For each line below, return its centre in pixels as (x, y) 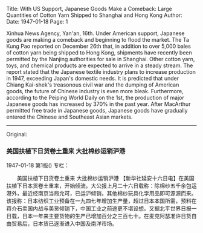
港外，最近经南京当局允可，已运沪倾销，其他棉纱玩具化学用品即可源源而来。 (101, 194)
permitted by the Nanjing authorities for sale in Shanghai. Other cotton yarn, (101, 59)
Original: (17, 134)
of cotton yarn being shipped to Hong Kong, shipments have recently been (99, 53)
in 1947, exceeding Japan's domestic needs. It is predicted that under (93, 78)
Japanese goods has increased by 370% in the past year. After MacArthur (98, 104)
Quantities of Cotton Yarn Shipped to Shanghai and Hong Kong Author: (94, 15)
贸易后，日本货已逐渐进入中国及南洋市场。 (64, 224)
